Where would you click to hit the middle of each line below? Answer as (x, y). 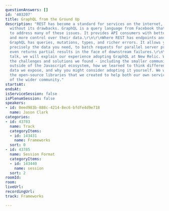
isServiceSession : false (31, 94)
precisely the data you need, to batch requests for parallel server (84, 47)
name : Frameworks (32, 140)
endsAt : (13, 89)
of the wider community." (37, 80)
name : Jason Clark (29, 113)
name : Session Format (32, 154)
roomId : (13, 178)
